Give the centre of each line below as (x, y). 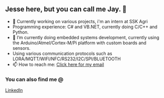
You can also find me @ (34, 79)
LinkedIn (14, 90)
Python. (21, 32)
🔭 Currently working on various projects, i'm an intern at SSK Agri (80, 21)
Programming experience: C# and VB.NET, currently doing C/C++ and (85, 27)
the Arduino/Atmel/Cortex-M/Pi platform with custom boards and (79, 43)
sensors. (22, 48)
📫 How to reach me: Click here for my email (58, 64)
